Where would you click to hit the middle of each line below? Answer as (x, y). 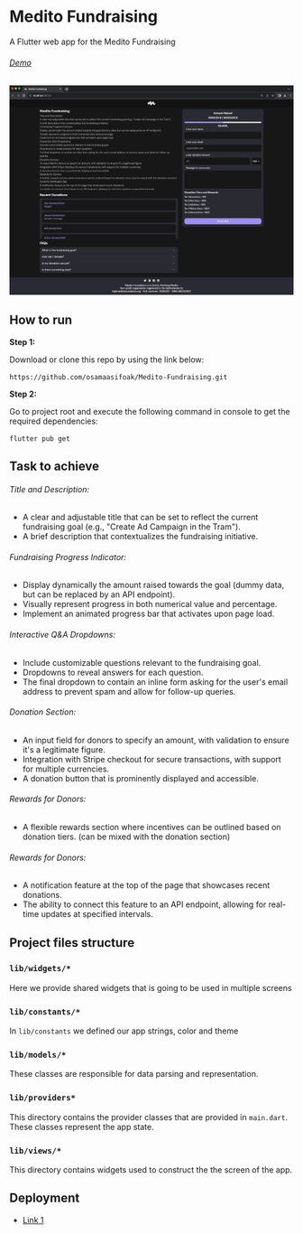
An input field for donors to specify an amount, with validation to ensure (156, 740)
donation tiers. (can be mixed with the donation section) (126, 837)
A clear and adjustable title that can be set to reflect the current (140, 518)
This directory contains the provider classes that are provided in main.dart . (149, 1117)
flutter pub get (40, 439)
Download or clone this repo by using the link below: (107, 360)
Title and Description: (50, 489)
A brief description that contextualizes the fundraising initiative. (140, 537)
